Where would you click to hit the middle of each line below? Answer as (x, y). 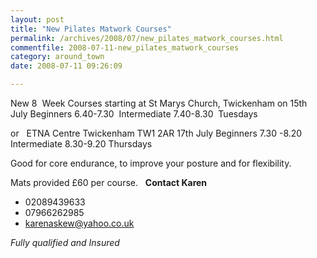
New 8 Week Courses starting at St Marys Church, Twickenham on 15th (159, 103)
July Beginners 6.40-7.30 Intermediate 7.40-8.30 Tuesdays (134, 114)
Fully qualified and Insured (65, 242)
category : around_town (57, 57)
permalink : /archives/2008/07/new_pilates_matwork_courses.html (147, 38)
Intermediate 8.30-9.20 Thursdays (81, 144)
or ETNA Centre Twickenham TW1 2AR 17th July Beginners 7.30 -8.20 (156, 133)
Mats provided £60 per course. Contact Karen (109, 182)
